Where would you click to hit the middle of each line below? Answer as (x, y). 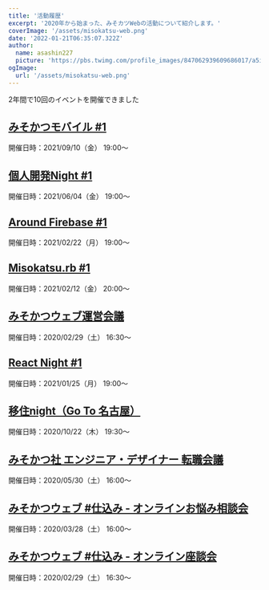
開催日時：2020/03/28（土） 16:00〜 (70, 529)
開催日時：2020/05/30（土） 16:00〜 (70, 480)
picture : (30, 61)
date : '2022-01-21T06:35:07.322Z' (66, 38)
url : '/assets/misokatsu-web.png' (73, 75)
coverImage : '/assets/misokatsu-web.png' (78, 31)
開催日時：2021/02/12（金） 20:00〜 (69, 288)
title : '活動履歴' (37, 16)
